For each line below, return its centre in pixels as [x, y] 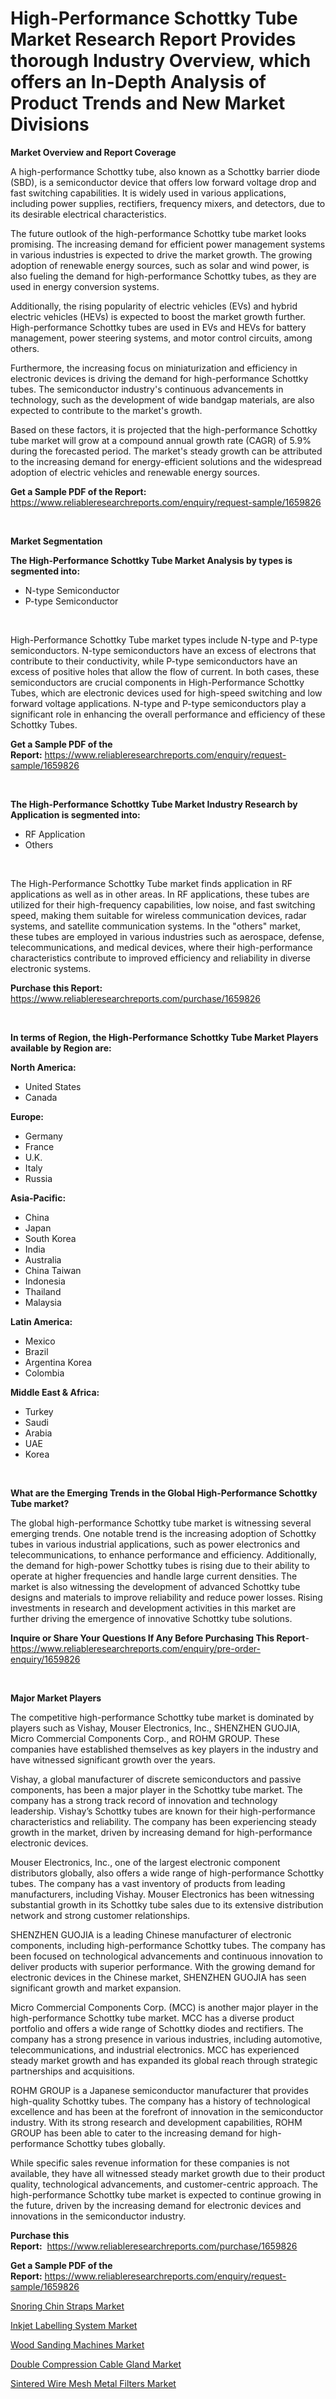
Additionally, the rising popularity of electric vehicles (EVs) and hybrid [154, 306]
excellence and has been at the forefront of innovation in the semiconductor [167, 2111]
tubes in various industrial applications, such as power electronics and [155, 1544]
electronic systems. [51, 968]
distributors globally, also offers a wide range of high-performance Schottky [167, 1873]
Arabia [38, 1433]
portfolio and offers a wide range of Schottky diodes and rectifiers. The [157, 2028]
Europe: [27, 1116]
